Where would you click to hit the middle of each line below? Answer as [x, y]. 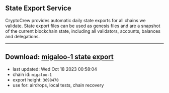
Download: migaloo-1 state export [60, 57]
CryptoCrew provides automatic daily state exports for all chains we [75, 20]
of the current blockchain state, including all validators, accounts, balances [83, 31]
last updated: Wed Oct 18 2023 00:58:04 [55, 69]
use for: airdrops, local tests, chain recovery [58, 85]
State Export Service [38, 8]
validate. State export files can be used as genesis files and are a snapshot [83, 26]
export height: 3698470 [35, 79]
